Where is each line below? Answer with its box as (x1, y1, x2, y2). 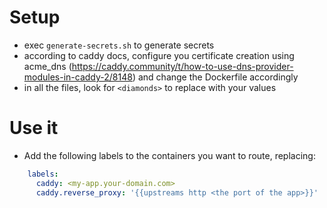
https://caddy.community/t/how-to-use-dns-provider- (71, 60, 294, 72)
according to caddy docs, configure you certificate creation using (23, 49, 295, 61)
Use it (9, 117, 59, 140)
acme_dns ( (23, 60, 72, 72)
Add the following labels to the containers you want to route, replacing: (23, 149, 316, 161)
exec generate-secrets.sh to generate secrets (23, 39, 215, 51)
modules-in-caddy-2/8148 (23, 71, 133, 83)
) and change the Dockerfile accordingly (132, 71, 299, 83)
